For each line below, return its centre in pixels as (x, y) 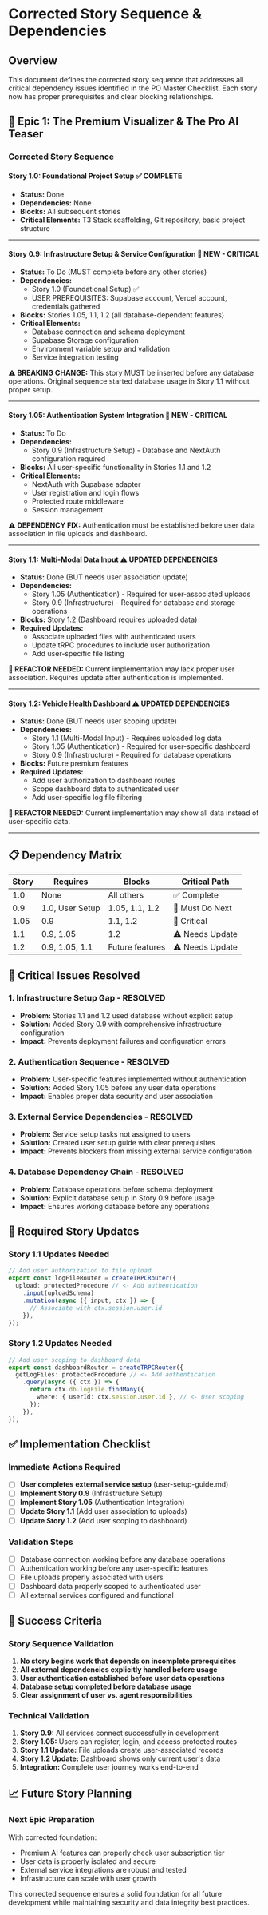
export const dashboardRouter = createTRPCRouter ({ (96, 1368)
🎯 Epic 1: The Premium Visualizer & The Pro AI (124, 122)
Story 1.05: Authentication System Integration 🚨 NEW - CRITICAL (118, 416)
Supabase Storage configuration (85, 340)
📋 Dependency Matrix (65, 855)
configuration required (69, 458)
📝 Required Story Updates (74, 1232)
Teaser (26, 134)
